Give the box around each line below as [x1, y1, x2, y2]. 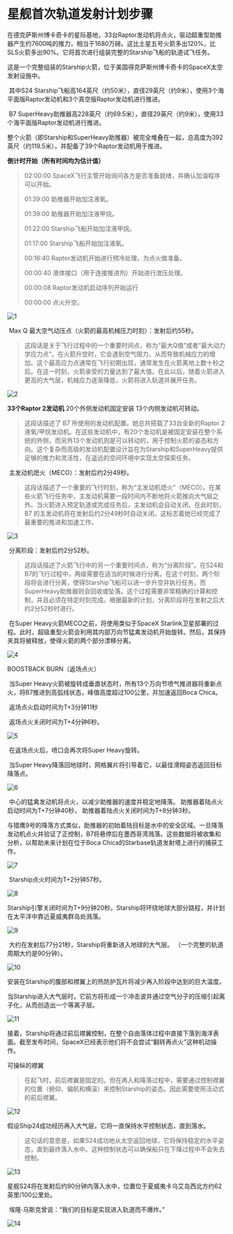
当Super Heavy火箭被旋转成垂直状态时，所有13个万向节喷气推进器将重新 [8, 679, 216, 688]
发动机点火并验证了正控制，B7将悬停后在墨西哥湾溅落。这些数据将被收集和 [7, 830, 222, 838]
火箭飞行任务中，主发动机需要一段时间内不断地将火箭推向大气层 [30, 491, 213, 500]
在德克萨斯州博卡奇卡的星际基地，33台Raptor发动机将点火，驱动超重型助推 [7, 31, 222, 39]
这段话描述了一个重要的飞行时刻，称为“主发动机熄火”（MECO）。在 [24, 483, 216, 491]
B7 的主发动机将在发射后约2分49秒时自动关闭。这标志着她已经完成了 [24, 509, 222, 518]
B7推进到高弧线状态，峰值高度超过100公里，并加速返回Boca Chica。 [25, 688, 222, 696]
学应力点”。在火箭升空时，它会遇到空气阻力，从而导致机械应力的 [24, 349, 209, 358]
